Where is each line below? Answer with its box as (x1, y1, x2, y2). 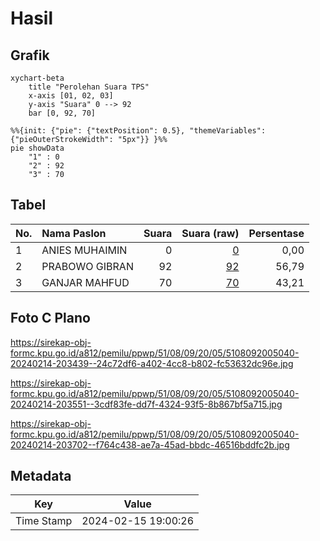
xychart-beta (10, 73, 65, 83)
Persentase (248, 226, 305, 240)
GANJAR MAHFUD (41, 275, 130, 289)
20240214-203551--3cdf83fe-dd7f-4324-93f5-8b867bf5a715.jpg (10, 398, 283, 410)
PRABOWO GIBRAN (41, 259, 134, 273)
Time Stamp (15, 514, 73, 528)
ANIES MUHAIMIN (41, 243, 128, 257)
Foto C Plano (10, 310, 91, 327)
